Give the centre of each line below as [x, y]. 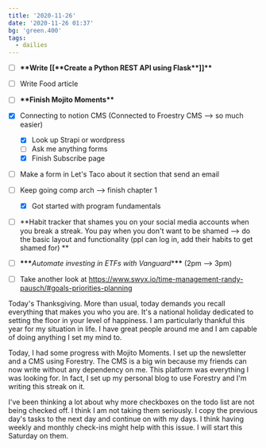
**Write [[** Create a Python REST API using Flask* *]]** [116, 68]
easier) [31, 125]
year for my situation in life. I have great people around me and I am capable [133, 329]
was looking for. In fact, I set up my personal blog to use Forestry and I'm [128, 378]
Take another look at [53, 279]
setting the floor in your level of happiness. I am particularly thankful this [127, 320]
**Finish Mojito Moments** [67, 99]
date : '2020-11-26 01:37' [51, 23]
